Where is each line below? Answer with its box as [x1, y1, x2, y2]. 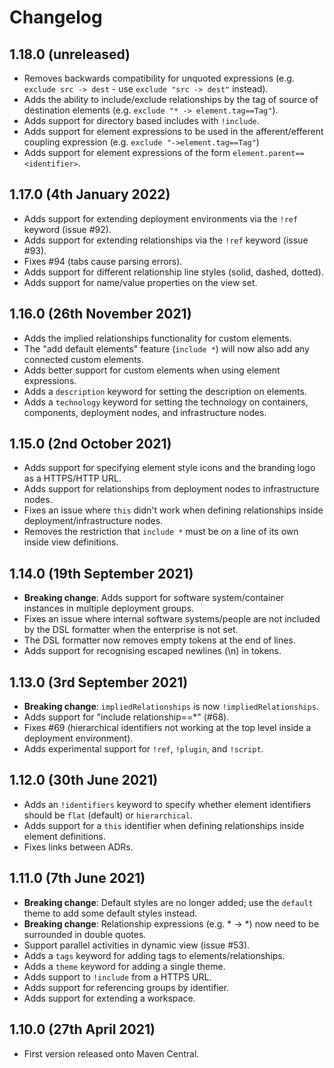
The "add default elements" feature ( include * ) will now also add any [23, 342, 310, 355]
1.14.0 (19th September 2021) [9, 565, 194, 582]
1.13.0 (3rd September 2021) [9, 674, 189, 691]
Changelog [9, 6, 103, 29]
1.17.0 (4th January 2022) [9, 186, 171, 203]
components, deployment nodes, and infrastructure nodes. [23, 406, 267, 418]
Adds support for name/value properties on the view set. [23, 276, 258, 288]
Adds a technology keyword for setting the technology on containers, [23, 396, 309, 408]
